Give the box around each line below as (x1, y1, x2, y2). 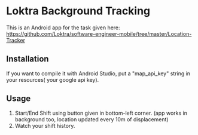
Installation (6, 54, 49, 64)
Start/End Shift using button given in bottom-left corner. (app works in (14, 109, 187, 116)
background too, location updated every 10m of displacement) (14, 115, 169, 123)
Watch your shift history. (14, 122, 75, 129)
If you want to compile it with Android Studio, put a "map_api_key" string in (6, 70, 190, 77)
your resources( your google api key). (6, 76, 99, 83)
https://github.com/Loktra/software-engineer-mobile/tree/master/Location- (6, 30, 192, 37)
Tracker (6, 36, 26, 44)
